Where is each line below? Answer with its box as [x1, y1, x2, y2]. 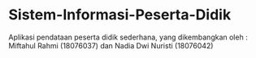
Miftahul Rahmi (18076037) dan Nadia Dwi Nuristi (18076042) [8, 40, 214, 50]
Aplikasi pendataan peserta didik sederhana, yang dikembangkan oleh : [8, 32, 248, 42]
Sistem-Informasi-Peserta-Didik [8, 6, 232, 24]
